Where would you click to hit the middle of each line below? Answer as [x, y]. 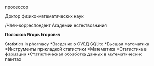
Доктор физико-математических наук [44, 16]
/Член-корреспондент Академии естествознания [56, 25]
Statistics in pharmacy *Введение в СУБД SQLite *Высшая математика [77, 44]
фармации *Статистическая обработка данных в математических [74, 54]
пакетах [13, 59]
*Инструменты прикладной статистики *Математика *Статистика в [76, 49]
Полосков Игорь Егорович [33, 35]
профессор [16, 7]
